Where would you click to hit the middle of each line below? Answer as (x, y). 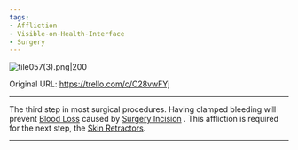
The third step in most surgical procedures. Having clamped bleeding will (143, 109)
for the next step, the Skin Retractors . (78, 128)
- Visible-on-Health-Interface (67, 34)
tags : (19, 17)
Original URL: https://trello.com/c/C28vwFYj (90, 84)
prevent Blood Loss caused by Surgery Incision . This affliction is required (144, 119)
